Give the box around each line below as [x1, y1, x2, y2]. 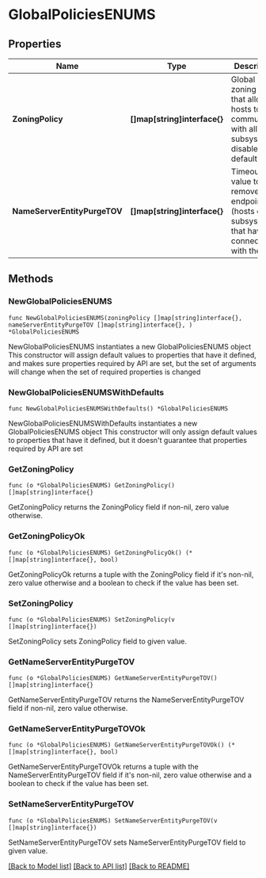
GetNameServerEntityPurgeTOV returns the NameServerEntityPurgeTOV [8, 695, 245, 704]
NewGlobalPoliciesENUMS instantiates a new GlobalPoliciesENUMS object [8, 342, 252, 351]
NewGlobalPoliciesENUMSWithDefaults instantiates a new [8, 418, 198, 428]
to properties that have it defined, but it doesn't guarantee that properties [8, 435, 248, 445]
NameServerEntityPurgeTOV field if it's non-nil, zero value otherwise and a [8, 770, 252, 780]
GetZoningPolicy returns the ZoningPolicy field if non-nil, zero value [8, 502, 230, 512]
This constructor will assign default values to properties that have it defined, [8, 350, 257, 360]
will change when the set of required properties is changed [8, 367, 201, 376]
